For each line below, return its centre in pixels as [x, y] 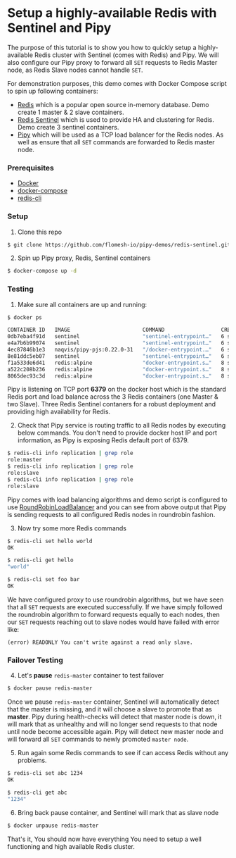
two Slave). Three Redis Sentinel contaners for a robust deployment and [112, 404]
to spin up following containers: [53, 91]
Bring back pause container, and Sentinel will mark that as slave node [118, 812]
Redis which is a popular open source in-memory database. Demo [113, 104]
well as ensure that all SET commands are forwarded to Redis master [116, 142]
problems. [32, 760]
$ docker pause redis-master [50, 688]
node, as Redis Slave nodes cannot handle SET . [75, 70]
